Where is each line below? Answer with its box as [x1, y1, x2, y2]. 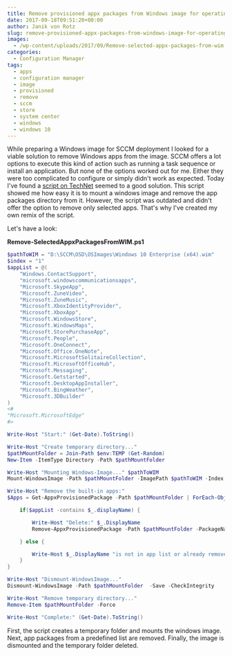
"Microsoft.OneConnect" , [19, 341, 91, 348]
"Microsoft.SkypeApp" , [19, 283, 85, 291]
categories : [7, 49, 41, 56]
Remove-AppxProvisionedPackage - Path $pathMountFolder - [32, 525, 199, 533]
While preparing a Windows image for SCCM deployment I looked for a [7, 145, 209, 153]
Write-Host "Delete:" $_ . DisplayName [32, 519, 140, 526]
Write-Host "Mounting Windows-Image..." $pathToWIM [7, 468, 159, 476]
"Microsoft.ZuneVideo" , [19, 290, 88, 297]
